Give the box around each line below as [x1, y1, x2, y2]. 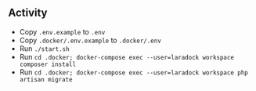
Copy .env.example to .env [19, 27, 106, 36]
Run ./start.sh [19, 43, 70, 53]
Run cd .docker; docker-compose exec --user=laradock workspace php [19, 67, 248, 77]
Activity [8, 6, 49, 20]
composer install [19, 60, 77, 68]
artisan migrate [19, 75, 73, 83]
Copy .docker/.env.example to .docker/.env [19, 35, 162, 45]
